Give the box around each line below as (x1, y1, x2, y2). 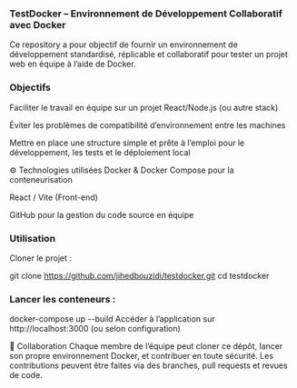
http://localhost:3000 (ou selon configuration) (9, 323, 182, 334)
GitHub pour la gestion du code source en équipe (9, 209, 194, 220)
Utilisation (9, 232, 56, 244)
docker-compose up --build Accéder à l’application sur (9, 313, 215, 324)
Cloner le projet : (9, 253, 73, 264)
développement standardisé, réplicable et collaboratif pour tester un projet (9, 49, 289, 60)
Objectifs (9, 81, 52, 94)
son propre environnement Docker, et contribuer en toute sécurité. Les (9, 351, 274, 362)
